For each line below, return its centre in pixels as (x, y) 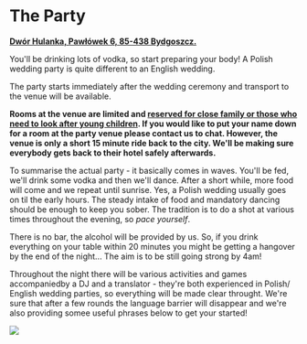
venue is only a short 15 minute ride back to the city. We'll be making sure (152, 143)
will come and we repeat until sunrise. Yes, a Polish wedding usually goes (148, 189)
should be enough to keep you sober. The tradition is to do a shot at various (152, 209)
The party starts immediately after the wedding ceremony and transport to (149, 86)
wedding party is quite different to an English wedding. (112, 69)
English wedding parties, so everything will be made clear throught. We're (148, 293)
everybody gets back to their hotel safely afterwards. (113, 153)
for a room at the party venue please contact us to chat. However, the (144, 133)
